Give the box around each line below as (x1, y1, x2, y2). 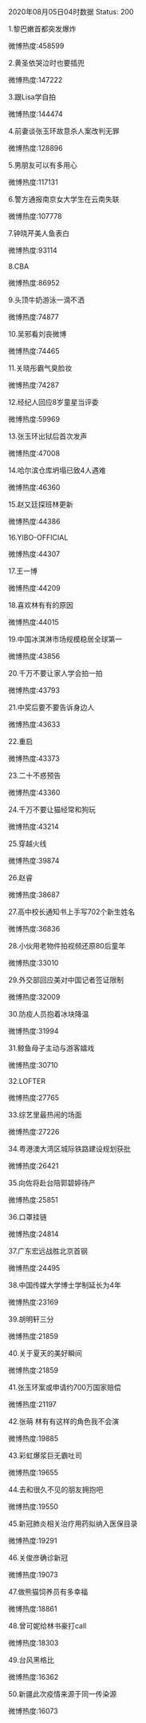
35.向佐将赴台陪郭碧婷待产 (8, 1178, 96, 1187)
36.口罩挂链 (8, 1212, 47, 1221)
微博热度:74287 (8, 380, 60, 390)
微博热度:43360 (8, 788, 61, 797)
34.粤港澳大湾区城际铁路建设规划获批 (8, 1144, 132, 1153)
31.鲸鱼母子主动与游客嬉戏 (8, 1043, 95, 1053)
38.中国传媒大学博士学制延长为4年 (8, 1280, 122, 1289)
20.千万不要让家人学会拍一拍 (8, 669, 104, 677)
